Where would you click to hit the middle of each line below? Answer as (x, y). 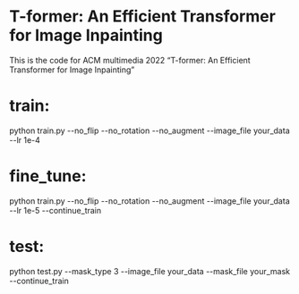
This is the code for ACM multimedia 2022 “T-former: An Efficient (130, 60)
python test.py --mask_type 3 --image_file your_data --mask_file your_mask (150, 271)
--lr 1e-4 (25, 139)
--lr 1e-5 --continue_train (56, 210)
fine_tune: (48, 176)
